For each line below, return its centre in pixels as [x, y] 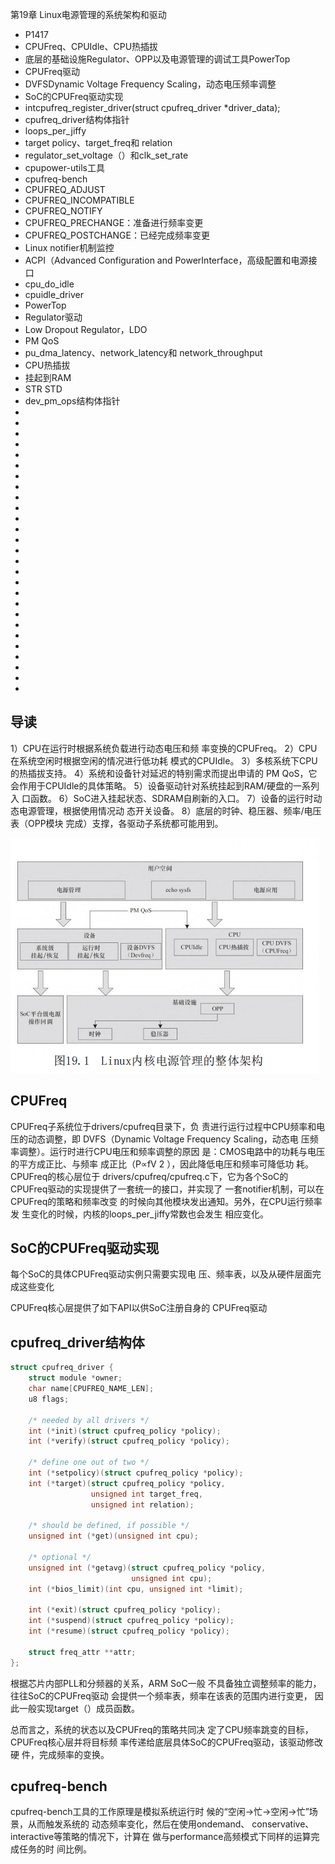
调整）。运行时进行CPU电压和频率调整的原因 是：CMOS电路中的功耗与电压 [172, 1151]
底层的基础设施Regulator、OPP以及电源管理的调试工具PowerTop [157, 59]
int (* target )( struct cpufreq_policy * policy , [127, 1483]
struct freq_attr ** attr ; [82, 1652]
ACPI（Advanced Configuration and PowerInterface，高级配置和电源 [166, 260]
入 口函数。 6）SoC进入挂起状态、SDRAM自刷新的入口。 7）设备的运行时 [162, 798]
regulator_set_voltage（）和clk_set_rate [106, 155]
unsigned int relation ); [142, 1504]
